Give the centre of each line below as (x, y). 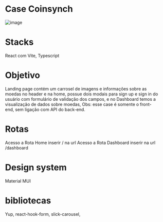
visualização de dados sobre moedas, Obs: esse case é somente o (72, 104)
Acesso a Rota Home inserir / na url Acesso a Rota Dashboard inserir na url (80, 143)
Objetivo (23, 75)
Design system (36, 167)
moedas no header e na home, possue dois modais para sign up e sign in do (81, 94)
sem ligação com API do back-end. (50, 109)
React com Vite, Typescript (32, 55)
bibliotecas (28, 200)
